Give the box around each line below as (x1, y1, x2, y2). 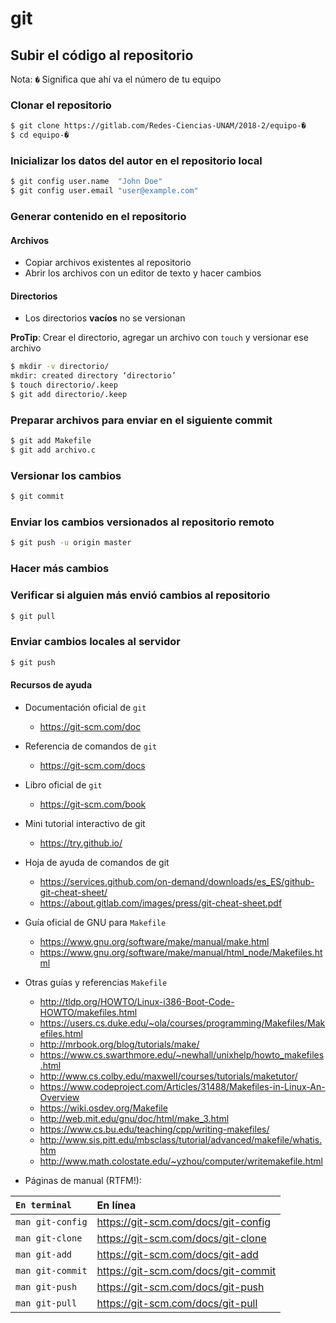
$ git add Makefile (10, 436, 92, 446)
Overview (39, 1091, 80, 1103)
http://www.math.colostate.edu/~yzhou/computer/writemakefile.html (39, 1155, 323, 1167)
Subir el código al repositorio (10, 47, 194, 64)
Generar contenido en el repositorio (10, 210, 187, 224)
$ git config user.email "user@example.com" (10, 186, 199, 196)
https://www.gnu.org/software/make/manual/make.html (39, 935, 270, 947)
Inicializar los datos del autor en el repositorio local (10, 153, 263, 167)
